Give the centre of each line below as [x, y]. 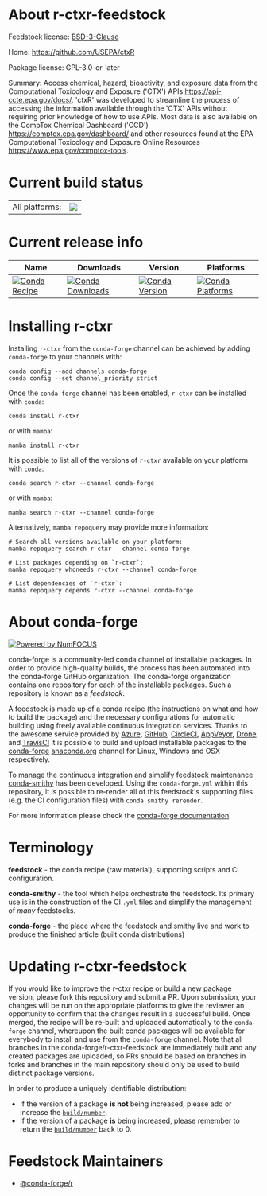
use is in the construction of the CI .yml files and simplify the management [130, 902]
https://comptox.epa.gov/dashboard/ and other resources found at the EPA [131, 134]
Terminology [51, 847]
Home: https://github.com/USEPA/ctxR [72, 52]
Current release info [76, 242]
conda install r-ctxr [44, 416]
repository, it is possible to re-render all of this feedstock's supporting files [130, 791]
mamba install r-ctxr [44, 445]
